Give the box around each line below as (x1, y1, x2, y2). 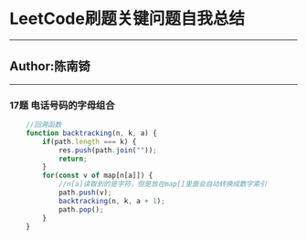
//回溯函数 (26, 120, 62, 130)
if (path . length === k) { (42, 137, 137, 146)
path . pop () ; (58, 204, 104, 214)
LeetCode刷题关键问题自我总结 (9, 8, 245, 29)
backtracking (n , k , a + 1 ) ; (58, 196, 166, 205)
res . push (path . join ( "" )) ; (58, 145, 157, 155)
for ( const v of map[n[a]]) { (42, 171, 153, 181)
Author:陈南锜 (9, 58, 91, 74)
